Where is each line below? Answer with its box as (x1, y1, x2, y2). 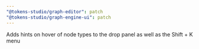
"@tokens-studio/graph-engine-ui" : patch (6, 14, 111, 20)
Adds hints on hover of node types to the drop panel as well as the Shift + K (6, 30, 193, 38)
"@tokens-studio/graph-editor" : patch (6, 8, 103, 15)
